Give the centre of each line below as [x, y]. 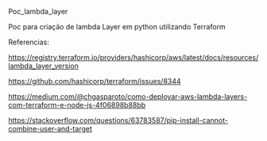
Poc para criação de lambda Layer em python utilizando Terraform [117, 27]
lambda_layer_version [44, 66]
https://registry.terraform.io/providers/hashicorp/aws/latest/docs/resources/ [133, 57]
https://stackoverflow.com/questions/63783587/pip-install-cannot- [118, 120]
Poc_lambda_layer [38, 11]
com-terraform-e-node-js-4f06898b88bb [77, 105]
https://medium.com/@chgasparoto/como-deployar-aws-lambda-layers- [128, 97]
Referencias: [29, 42]
